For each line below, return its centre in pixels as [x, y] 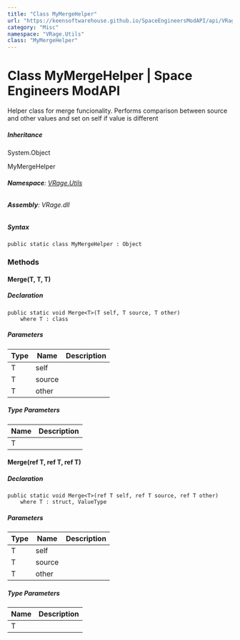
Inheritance [25, 134]
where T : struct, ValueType [64, 502]
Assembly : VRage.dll [39, 205]
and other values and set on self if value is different [83, 118]
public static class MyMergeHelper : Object [75, 244]
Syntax [19, 227]
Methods [23, 263]
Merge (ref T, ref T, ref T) [44, 462]
